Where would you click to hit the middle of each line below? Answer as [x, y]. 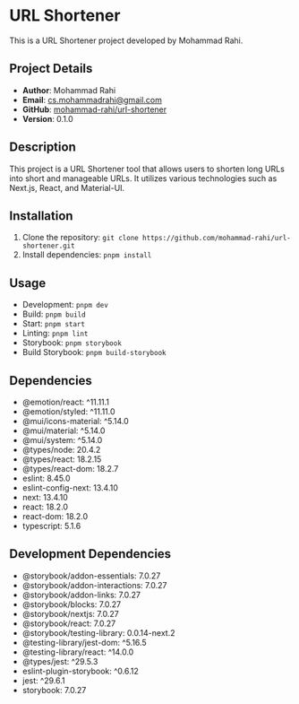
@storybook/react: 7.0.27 [69, 623]
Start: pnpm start [53, 324]
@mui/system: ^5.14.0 [62, 440]
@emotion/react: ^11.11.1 [66, 402]
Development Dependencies [90, 554]
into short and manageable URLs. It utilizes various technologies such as [143, 178]
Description [43, 148]
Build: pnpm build [54, 314]
